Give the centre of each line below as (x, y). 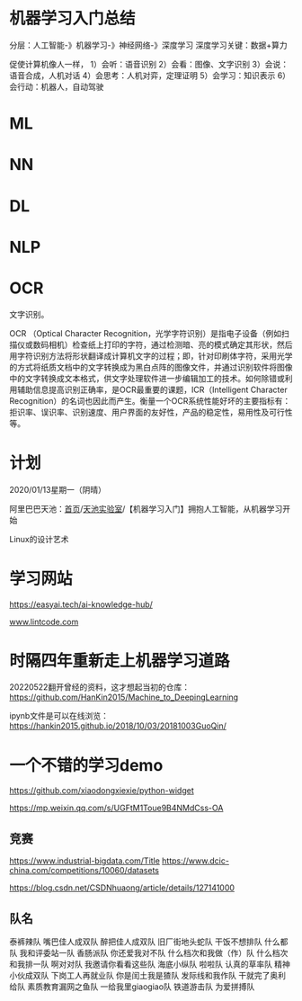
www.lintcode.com (44, 621)
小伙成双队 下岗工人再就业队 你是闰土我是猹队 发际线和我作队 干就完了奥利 (147, 975)
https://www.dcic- (195, 861)
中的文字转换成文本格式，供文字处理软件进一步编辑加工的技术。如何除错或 (147, 378)
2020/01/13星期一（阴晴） (58, 489)
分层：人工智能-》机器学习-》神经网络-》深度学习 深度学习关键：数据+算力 (148, 45)
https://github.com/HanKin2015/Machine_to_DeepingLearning (124, 697)
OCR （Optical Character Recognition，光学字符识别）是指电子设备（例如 (146, 333)
